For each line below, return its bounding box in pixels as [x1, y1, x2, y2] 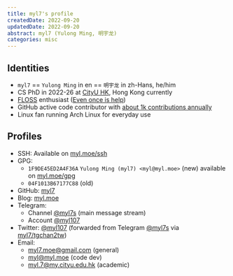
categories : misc [7, 36, 58, 43]
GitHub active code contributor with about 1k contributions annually [17, 103, 212, 111]
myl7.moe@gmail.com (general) [27, 245, 120, 254]
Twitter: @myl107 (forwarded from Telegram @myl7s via [17, 223, 180, 231]
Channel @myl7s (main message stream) [27, 208, 146, 217]
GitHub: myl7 [17, 186, 55, 194]
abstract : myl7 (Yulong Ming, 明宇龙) [7, 29, 118, 37]
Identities [7, 62, 50, 74]
